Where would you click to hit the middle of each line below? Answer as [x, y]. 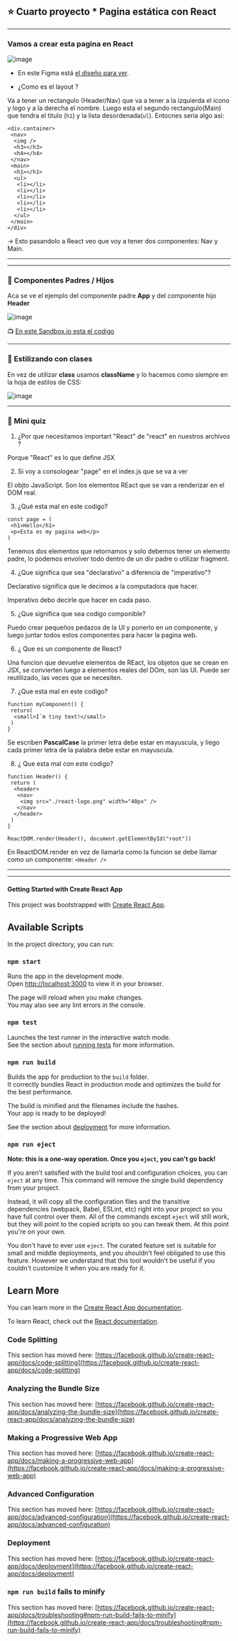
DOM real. [22, 493]
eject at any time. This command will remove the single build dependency [115, 1180]
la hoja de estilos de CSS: [45, 382]
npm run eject [32, 1144]
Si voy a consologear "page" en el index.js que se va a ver [102, 471]
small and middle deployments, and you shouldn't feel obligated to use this [117, 1253]
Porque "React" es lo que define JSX [61, 457]
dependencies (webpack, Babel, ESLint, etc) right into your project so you [115, 1209]
